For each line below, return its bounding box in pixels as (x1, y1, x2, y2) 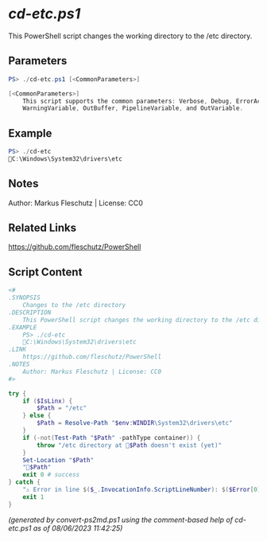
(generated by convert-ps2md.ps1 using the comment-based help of (8, 515, 233, 524)
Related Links (8, 221, 77, 235)
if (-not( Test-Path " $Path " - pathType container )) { (22, 434, 201, 442)
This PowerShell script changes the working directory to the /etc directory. (8, 31, 253, 41)
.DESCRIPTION (8, 308, 52, 317)
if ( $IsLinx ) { (22, 397, 73, 405)
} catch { (8, 478, 41, 486)
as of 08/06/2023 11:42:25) (33, 523, 123, 533)
